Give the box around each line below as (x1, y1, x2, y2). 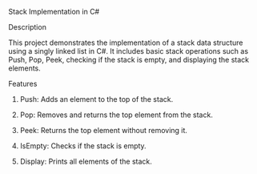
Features (8, 79, 38, 88)
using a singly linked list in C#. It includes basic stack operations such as (8, 47, 249, 55)
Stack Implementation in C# (8, 7, 100, 16)
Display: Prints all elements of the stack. (19, 156, 152, 166)
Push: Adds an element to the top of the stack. (19, 95, 174, 103)
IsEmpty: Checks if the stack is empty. (19, 141, 147, 151)
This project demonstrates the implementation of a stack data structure (8, 38, 243, 47)
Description (8, 22, 46, 31)
